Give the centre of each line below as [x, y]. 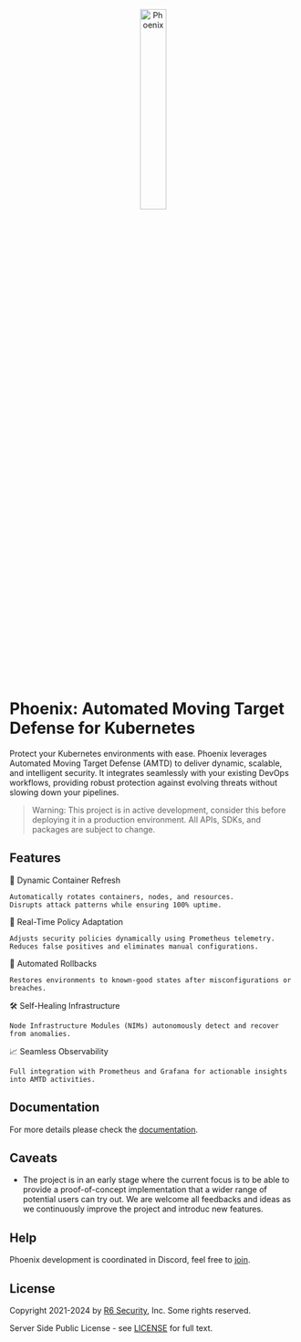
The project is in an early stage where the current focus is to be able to [156, 1180]
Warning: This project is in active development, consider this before [159, 810]
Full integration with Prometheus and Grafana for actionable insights [148, 1071]
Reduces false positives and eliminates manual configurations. [134, 946]
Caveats [33, 1158]
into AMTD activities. [52, 1079]
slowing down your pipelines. [64, 792]
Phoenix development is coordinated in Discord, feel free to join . [130, 1260]
